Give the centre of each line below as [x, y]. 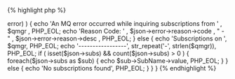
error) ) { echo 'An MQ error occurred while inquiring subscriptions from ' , [115, 23]
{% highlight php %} [37, 10]
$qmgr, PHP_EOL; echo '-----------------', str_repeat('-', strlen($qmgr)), [112, 46]
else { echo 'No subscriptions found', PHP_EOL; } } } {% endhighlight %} [112, 68]
